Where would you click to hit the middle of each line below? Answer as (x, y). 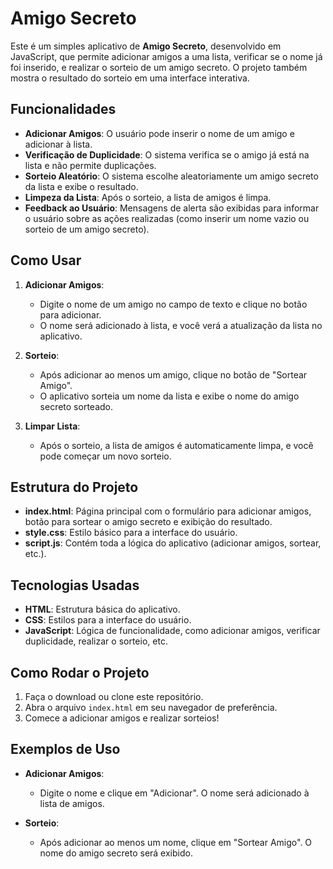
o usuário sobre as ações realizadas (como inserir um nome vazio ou (167, 218)
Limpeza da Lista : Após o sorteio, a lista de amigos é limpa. (148, 197)
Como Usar (46, 260)
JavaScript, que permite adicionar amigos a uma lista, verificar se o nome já (166, 56)
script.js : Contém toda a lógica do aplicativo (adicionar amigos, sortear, (173, 543)
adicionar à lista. (58, 144)
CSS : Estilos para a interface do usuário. (108, 620)
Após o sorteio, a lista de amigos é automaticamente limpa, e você (176, 445)
